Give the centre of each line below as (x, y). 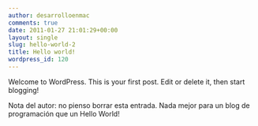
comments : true (33, 23)
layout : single (33, 37)
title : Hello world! (42, 52)
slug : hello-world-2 (42, 45)
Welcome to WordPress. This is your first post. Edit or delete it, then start (127, 82)
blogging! (24, 90)
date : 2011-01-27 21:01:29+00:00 (63, 30)
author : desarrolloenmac (49, 15)
